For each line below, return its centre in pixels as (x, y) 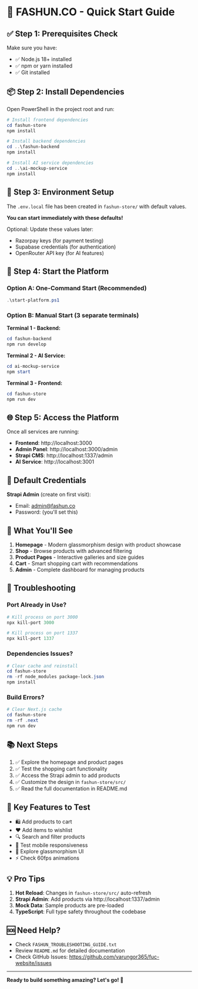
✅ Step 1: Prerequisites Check (62, 34)
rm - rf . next (23, 720)
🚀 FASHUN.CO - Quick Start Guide (91, 12)
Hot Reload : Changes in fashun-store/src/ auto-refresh (83, 893)
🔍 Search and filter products (50, 837)
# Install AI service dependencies (50, 163)
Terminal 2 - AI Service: (36, 356)
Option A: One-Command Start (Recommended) (77, 288)
